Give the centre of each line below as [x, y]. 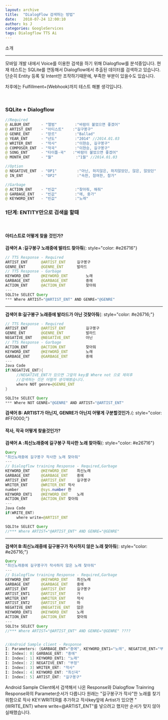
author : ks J [19, 24]
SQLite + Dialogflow [30, 109]
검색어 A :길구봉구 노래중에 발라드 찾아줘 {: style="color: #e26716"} [71, 248]
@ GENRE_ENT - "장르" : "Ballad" [50, 134]
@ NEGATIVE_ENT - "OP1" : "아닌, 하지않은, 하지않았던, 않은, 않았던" [81, 171]
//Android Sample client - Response [43, 644]
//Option [14, 166]
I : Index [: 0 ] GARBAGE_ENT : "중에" [41, 654]
